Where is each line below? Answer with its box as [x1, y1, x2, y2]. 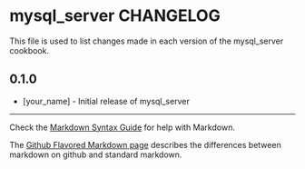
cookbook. [9, 45, 50, 55]
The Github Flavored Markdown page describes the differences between [9, 139, 281, 150]
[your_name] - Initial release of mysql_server [22, 95, 191, 106]
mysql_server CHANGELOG [9, 5, 221, 26]
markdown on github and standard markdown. [9, 149, 182, 160]
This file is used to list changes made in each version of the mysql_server [9, 35, 284, 46]
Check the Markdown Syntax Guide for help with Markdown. [9, 122, 236, 133]
